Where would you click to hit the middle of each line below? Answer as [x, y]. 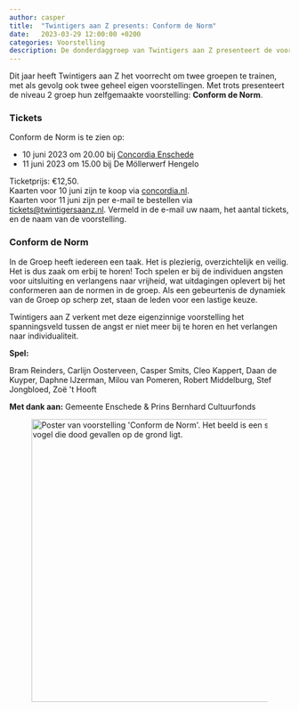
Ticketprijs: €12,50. [44, 181]
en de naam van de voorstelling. [68, 219]
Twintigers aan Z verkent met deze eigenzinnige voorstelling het [127, 316]
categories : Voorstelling [57, 42]
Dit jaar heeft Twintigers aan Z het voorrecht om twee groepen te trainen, [143, 76]
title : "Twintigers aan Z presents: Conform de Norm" [113, 26]
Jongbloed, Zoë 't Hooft [53, 389]
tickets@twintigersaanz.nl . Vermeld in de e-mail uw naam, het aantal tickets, [149, 209]
